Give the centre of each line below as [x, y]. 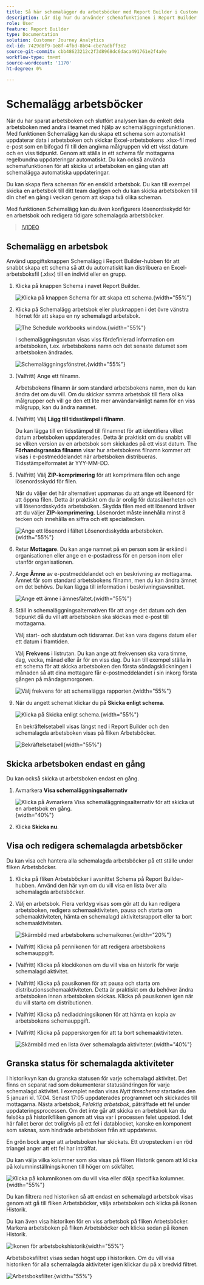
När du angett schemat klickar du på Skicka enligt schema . [90, 703]
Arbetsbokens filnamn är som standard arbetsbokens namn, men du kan [105, 388]
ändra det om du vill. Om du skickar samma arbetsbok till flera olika [99, 394]
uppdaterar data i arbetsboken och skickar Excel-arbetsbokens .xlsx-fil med [101, 140]
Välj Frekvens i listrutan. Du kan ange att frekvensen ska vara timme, [101, 653]
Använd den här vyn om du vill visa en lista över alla [102, 885]
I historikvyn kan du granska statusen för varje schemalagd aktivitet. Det [97, 1078]
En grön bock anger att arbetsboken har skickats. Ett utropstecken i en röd [100, 1141]
